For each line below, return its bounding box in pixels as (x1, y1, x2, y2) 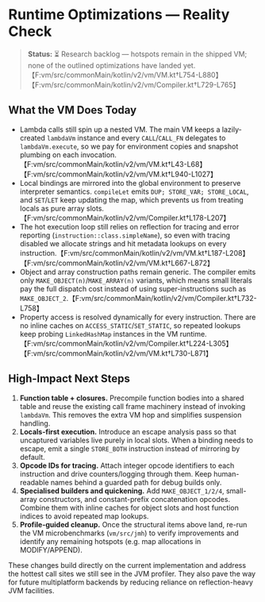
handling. (19, 419, 51, 428)
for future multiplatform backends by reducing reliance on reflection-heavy (8, 577, 254, 587)
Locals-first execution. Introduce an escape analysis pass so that (19, 426, 236, 436)
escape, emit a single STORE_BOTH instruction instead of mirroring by (19, 443, 240, 453)
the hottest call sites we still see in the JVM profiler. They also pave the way (8, 569, 256, 578)
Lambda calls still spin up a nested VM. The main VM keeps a (19, 125, 221, 134)
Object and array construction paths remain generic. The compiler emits (19, 267, 256, 276)
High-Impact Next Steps (8, 372, 131, 386)
